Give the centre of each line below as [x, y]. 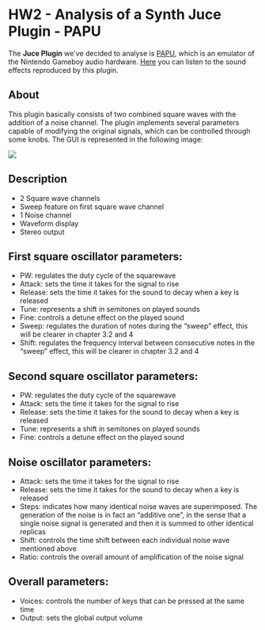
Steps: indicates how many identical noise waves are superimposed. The [138, 507]
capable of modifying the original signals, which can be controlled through [129, 131]
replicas [32, 531]
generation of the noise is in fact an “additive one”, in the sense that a [133, 515]
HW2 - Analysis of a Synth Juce [115, 15]
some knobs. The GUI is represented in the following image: [106, 139]
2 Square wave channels [60, 198]
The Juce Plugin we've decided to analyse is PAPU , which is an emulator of [131, 53]
